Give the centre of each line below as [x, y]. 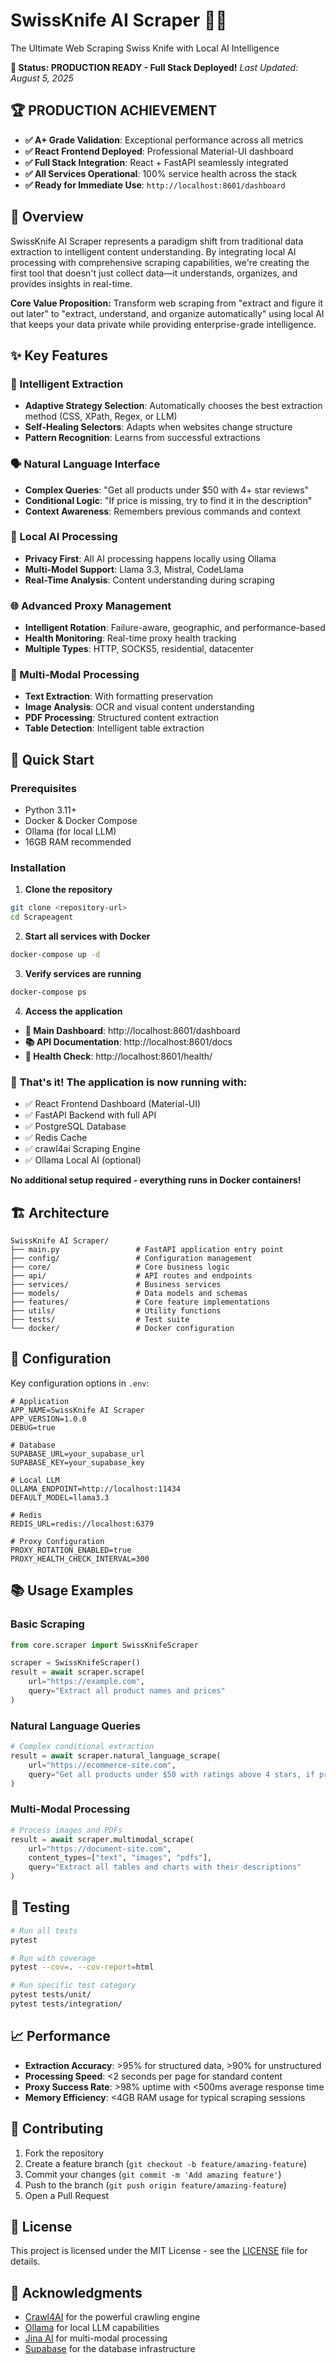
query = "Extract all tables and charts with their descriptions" [165, 1867]
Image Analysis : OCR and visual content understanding [139, 707]
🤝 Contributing [57, 2129]
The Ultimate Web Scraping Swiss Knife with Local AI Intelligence [145, 48]
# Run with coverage [53, 1958]
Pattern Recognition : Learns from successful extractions [142, 438]
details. [25, 2261]
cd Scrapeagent [42, 917]
